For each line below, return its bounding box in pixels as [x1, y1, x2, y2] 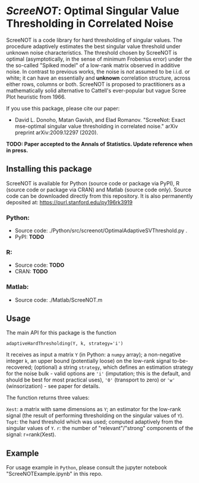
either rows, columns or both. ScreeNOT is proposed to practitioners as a [6, 80, 185, 87]
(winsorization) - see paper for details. [6, 383, 100, 390]
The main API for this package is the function [6, 329, 117, 336]
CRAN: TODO [14, 268, 48, 275]
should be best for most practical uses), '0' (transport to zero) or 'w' [6, 376, 175, 384]
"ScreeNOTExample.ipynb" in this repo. [6, 471, 103, 478]
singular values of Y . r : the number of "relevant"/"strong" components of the [6, 425, 194, 432]
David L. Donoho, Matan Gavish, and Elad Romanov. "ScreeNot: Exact [14, 116, 185, 123]
